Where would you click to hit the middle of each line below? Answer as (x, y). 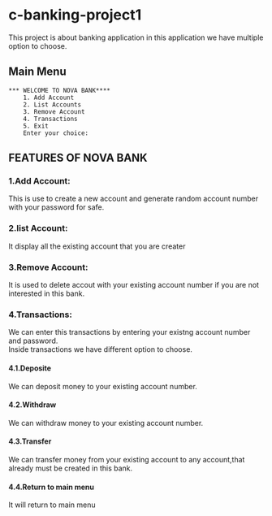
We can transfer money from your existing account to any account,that (127, 459)
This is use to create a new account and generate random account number (133, 199)
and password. (33, 341)
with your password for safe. (56, 207)
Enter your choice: (56, 133)
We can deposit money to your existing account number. (103, 386)
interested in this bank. (47, 293)
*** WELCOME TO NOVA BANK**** (60, 90)
